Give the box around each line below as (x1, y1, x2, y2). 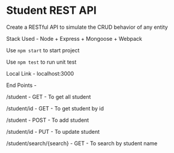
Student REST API (6, 4, 97, 17)
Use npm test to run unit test (6, 58, 77, 65)
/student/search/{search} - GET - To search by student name (6, 139, 158, 147)
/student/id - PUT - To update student (6, 128, 100, 135)
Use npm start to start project (6, 46, 80, 54)
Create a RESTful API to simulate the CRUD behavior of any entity (6, 23, 168, 31)
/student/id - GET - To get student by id (6, 104, 104, 112)
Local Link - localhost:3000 (6, 70, 74, 77)
